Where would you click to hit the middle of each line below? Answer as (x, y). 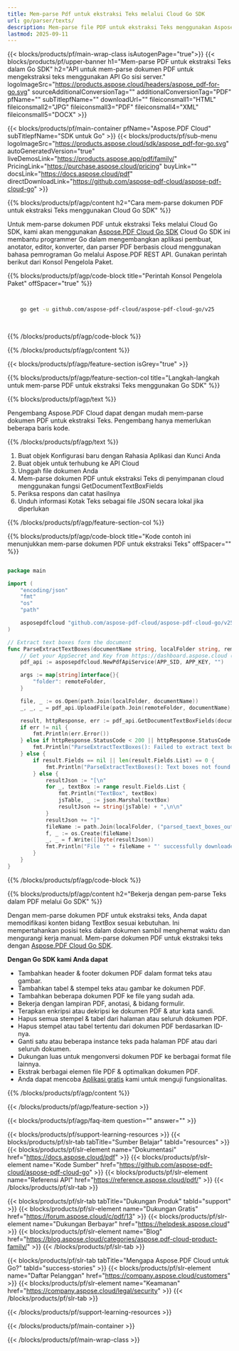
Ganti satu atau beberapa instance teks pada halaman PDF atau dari (117, 1041)
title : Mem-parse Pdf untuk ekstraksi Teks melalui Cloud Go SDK (106, 14)
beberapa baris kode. (39, 428)
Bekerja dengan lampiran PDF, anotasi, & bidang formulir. (101, 1003)
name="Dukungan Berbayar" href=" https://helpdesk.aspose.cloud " (131, 1223)
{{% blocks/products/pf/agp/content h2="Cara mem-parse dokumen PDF (116, 203)
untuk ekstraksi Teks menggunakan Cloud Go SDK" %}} (89, 210)
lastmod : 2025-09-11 (38, 34)
